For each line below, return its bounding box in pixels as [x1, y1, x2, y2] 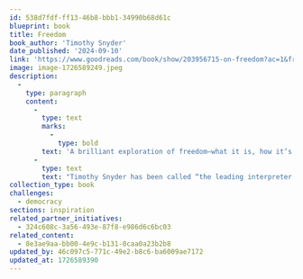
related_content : [9, 230, 75, 239]
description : [9, 72, 59, 81]
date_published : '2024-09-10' [9, 47, 124, 56]
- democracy [17, 197, 63, 207]
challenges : [9, 189, 54, 198]
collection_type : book [9, 181, 95, 190]
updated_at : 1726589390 [9, 256, 99, 265]
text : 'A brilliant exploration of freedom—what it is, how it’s [41, 147, 293, 156]
